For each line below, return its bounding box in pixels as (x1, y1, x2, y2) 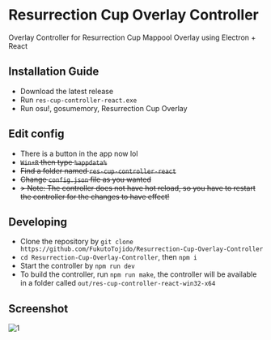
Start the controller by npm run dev (19, 261, 135, 271)
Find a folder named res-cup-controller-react (19, 166, 176, 175)
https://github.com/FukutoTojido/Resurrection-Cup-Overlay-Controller (19, 245, 264, 253)
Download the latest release (19, 86, 114, 96)
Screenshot (8, 302, 69, 316)
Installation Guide (8, 65, 100, 79)
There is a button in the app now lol (19, 148, 138, 158)
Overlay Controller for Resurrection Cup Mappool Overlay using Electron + (8, 32, 256, 42)
